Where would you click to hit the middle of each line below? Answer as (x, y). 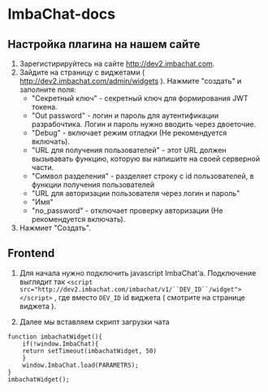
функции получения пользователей (93, 185)
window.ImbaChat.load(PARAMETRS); (80, 365)
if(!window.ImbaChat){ (61, 344)
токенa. (44, 107)
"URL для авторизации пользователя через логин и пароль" (136, 193)
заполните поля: (48, 89)
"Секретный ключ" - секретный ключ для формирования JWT (140, 98)
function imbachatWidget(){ (55, 337)
